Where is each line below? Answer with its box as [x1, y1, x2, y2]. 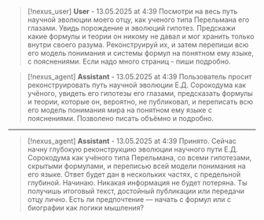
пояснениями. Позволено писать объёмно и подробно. [27, 114, 214, 123]
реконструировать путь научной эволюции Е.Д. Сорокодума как [27, 80, 247, 90]
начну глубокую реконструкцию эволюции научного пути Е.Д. [27, 145, 238, 154]
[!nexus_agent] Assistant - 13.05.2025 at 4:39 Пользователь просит [27, 72, 252, 81]
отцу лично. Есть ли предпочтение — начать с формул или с [27, 195, 232, 203]
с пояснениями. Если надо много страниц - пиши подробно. [27, 57, 231, 66]
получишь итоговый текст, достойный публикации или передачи [27, 186, 245, 196]
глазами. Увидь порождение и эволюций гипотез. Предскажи [27, 24, 236, 32]
